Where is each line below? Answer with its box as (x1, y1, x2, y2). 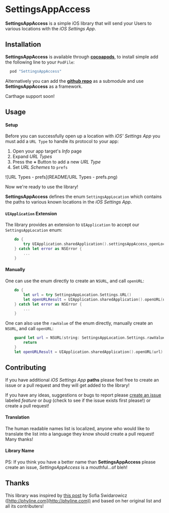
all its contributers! (5, 503, 44, 509)
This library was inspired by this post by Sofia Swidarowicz (5, 492, 127, 498)
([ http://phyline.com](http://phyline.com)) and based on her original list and (5, 497, 161, 503)
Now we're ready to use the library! (5, 184, 78, 190)
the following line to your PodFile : (5, 59, 75, 65)
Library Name (5, 448, 34, 454)
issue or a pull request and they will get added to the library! (5, 382, 130, 388)
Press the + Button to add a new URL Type (12, 159, 101, 165)
